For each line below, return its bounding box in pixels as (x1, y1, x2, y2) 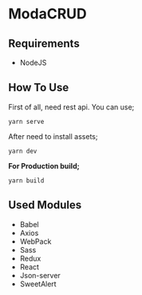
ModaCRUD (8, 5, 87, 23)
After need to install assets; (8, 131, 98, 141)
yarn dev (8, 147, 37, 155)
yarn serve (8, 118, 45, 126)
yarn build (8, 177, 45, 185)
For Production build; (8, 161, 80, 170)
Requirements (8, 37, 80, 50)
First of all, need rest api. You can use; (8, 102, 135, 112)
